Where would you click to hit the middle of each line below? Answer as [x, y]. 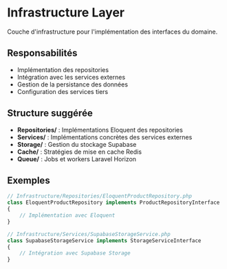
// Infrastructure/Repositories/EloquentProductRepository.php [100, 196]
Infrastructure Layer [66, 13]
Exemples [29, 180]
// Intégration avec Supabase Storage [75, 253]
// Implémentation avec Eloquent [67, 215]
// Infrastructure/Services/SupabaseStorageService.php [89, 234]
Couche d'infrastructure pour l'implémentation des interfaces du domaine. [112, 32]
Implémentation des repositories [63, 69]
